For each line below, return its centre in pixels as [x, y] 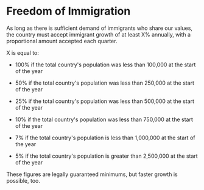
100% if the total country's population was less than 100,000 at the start [105, 65]
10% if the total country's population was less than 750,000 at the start [104, 119]
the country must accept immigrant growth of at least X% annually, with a [98, 34]
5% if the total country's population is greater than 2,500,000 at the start [106, 156]
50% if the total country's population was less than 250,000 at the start [105, 83]
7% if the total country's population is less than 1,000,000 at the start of [105, 138]
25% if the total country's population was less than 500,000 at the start [105, 101]
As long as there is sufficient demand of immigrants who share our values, [100, 28]
